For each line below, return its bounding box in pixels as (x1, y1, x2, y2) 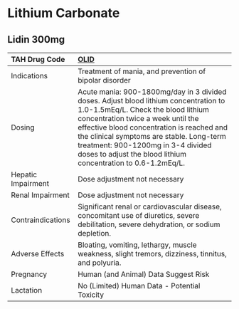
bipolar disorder (78, 75, 132, 85)
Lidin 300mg (7, 33, 65, 46)
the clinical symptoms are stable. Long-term (78, 132, 226, 141)
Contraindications (11, 215, 70, 225)
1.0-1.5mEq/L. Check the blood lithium (78, 105, 210, 115)
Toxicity (78, 290, 105, 300)
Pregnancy (11, 269, 48, 279)
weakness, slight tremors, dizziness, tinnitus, (78, 249, 228, 258)
